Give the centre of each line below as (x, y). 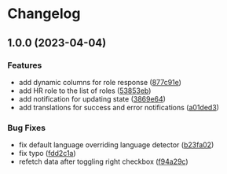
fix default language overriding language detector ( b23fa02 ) (116, 145)
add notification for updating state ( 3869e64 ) (92, 98)
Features (25, 65)
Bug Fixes (27, 128)
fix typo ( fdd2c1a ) (47, 154)
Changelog (44, 14)
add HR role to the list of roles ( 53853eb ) (85, 91)
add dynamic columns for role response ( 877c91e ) (100, 82)
